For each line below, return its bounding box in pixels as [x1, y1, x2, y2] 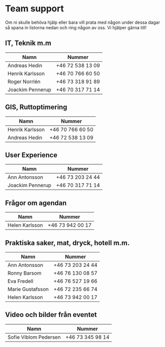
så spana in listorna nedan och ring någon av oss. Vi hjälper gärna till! [5, 24, 147, 30]
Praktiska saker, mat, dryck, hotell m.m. [5, 239, 130, 247]
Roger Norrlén [7, 78, 41, 85]
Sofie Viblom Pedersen [7, 334, 61, 341]
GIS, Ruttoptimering [5, 103, 68, 111]
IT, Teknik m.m [5, 39, 51, 48]
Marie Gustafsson [7, 286, 49, 293]
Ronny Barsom [7, 270, 42, 276]
